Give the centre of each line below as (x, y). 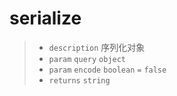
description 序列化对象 (97, 47)
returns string (79, 80)
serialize (45, 18)
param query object (87, 59)
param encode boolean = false (107, 70)
